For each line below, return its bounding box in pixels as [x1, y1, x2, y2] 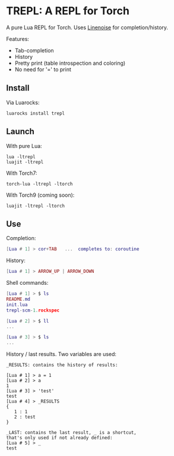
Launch [6, 127, 34, 137]
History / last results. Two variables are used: [6, 351, 117, 358]
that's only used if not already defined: [6, 435, 113, 441]
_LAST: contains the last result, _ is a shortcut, [6, 430, 137, 436]
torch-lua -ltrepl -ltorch [6, 181, 73, 187]
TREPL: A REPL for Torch [6, 4, 129, 18]
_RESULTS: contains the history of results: [6, 362, 118, 368]
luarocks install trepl [6, 110, 65, 117]
